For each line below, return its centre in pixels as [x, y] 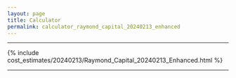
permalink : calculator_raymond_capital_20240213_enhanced [94, 26]
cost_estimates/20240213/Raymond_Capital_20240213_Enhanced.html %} [115, 61]
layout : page [26, 14]
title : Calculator [34, 20]
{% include [23, 53]
